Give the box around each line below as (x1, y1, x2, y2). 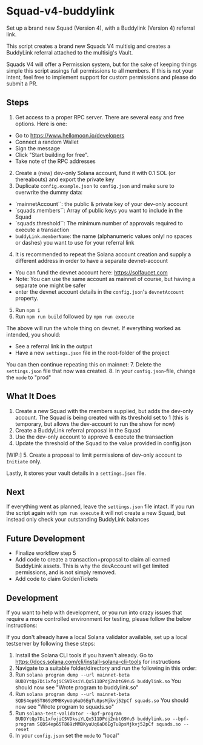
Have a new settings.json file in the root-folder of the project (15, 349, 170, 356)
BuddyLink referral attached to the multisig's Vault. (6, 48, 133, 56)
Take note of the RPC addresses (15, 157, 96, 165)
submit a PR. (6, 80, 38, 87)
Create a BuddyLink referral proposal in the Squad (15, 426, 141, 434)
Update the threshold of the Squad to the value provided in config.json (15, 439, 191, 446)
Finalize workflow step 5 (15, 549, 76, 557)
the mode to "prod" (6, 374, 52, 381)
